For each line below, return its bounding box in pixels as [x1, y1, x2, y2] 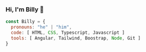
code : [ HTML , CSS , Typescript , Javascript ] [11, 30, 125, 36]
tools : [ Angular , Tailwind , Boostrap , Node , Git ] [11, 35, 141, 41]
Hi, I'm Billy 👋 [5, 5, 44, 14]
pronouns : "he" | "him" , [11, 24, 72, 30]
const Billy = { [5, 19, 46, 25]
